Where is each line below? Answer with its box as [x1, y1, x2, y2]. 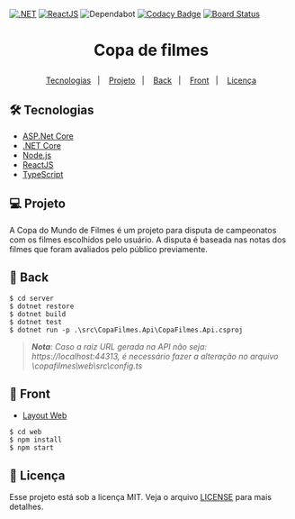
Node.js [22, 150, 52, 160]
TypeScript [22, 169, 64, 179]
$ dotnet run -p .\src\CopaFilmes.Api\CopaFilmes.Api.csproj [9, 325, 244, 334]
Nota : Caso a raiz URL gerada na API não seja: [31, 341, 208, 351]
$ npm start [9, 443, 54, 452]
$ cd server [9, 294, 54, 303]
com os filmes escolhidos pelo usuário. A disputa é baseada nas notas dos [9, 234, 286, 245]
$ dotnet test [9, 317, 63, 326]
